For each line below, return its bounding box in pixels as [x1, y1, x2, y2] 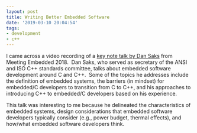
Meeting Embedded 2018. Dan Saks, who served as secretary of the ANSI [6, 59, 188, 66]
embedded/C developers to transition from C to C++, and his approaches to [6, 84, 191, 90]
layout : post [6, 8, 38, 15]
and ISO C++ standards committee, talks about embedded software [6, 65, 172, 72]
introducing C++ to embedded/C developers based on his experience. [6, 90, 177, 97]
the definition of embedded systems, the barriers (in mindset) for [6, 77, 164, 85]
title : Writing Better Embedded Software [6, 14, 110, 20]
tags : [6, 25, 20, 31]
